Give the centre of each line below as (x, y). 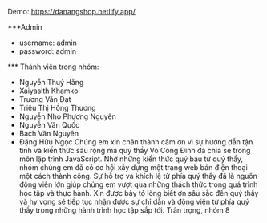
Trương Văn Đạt (45, 99)
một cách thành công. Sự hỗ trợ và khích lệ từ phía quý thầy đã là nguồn (138, 176)
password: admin (48, 51)
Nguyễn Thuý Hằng (51, 82)
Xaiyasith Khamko (49, 91)
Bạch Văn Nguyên (49, 133)
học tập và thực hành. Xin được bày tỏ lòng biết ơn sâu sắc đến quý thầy (139, 193)
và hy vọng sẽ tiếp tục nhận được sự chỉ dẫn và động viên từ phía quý (134, 201)
